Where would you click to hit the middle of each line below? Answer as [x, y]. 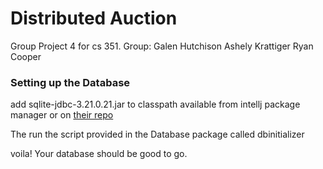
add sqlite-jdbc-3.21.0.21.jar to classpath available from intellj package [155, 104]
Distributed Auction [94, 18]
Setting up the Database [70, 82]
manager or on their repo [62, 115]
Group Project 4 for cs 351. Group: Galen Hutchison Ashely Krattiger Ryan [162, 46]
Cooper [26, 56]
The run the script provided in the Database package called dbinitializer [157, 134]
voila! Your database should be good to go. [99, 154]
